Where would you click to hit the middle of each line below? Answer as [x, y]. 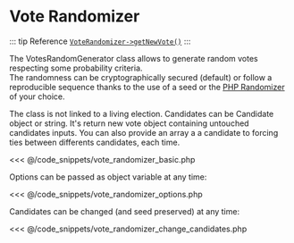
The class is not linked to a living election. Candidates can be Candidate [142, 113]
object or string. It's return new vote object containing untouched [129, 123]
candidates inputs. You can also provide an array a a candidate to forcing [144, 132]
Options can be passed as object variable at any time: [108, 177]
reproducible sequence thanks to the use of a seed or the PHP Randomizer [147, 87]
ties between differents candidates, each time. [95, 142]
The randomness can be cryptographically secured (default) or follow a [141, 77]
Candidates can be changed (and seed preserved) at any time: [124, 211]
